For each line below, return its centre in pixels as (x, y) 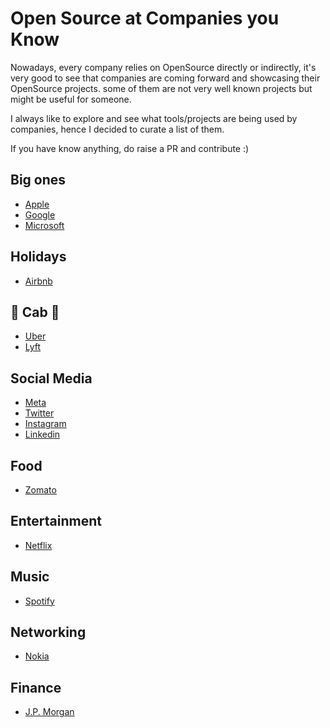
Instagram (45, 424)
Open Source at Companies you (145, 18)
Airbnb (38, 281)
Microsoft (44, 225)
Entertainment (56, 521)
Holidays (38, 257)
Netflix (38, 545)
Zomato (40, 490)
